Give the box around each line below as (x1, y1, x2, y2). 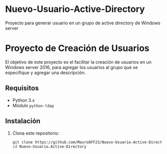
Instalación (5, 117, 41, 125)
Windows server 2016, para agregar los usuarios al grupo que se (5, 64, 138, 70)
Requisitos (5, 84, 39, 92)
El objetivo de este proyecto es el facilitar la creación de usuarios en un (5, 59, 152, 65)
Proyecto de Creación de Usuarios (5, 43, 150, 54)
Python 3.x (12, 97, 35, 103)
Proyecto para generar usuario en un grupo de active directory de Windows (5, 20, 161, 26)
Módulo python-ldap (12, 102, 54, 108)
